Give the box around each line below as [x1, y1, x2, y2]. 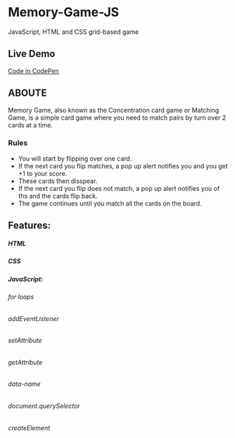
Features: [8, 220, 51, 232]
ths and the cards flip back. [18, 192, 98, 200]
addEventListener [8, 314, 59, 323]
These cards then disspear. [18, 177, 98, 185]
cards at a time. [8, 120, 53, 129]
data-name [8, 380, 41, 388]
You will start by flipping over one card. [18, 154, 132, 163]
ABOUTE [8, 87, 47, 99]
